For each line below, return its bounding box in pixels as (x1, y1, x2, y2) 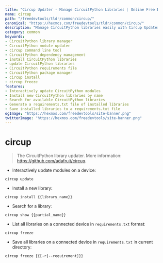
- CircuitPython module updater (5, 43, 70, 48)
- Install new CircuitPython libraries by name (5, 93, 103, 98)
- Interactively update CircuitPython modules (5, 88, 101, 93)
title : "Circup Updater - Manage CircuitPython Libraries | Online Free (5, 7, 155, 12)
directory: (12, 244, 32, 250)
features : (5, 84, 25, 89)
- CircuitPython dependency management (5, 52, 86, 57)
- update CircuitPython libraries (5, 61, 75, 66)
